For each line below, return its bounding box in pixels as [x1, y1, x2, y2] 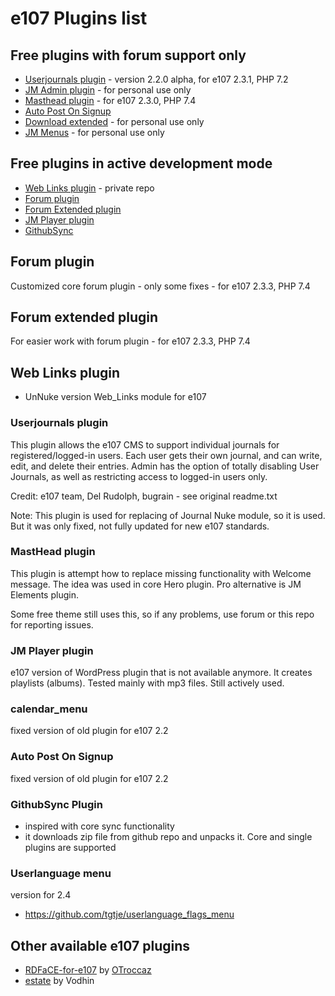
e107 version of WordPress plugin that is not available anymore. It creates [10, 667, 313, 679]
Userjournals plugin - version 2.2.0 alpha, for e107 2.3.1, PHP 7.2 [24, 73, 289, 85]
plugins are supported [24, 842, 117, 854]
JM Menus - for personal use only [24, 127, 165, 138]
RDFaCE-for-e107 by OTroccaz [24, 964, 152, 976]
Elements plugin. [10, 588, 79, 601]
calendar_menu [10, 702, 88, 716]
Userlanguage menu [10, 866, 112, 880]
